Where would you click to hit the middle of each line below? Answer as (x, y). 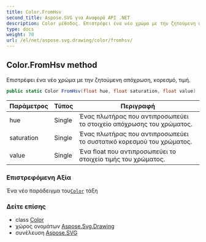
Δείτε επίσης (26, 207)
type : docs (20, 29)
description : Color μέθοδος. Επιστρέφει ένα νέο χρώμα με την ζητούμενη (101, 23)
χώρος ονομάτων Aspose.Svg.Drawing (65, 226)
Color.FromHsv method (52, 65)
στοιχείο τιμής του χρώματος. (122, 159)
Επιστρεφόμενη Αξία (39, 177)
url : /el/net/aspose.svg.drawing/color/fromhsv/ (70, 40)
